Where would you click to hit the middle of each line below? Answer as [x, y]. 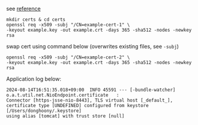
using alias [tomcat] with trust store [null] [65, 116]
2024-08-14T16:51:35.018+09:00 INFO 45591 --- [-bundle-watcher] [91, 90]
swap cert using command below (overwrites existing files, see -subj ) [92, 46]
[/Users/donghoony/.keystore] [44, 111]
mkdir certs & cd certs [36, 20]
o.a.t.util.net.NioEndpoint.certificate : [63, 95]
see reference [23, 9]
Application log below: [34, 79]
